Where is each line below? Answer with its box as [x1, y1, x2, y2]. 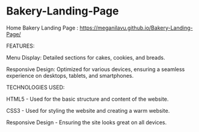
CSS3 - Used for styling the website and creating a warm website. [6, 107, 170, 114]
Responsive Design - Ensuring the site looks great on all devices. [6, 119, 167, 126]
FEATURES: [6, 42, 35, 49]
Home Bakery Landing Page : [6, 24, 79, 31]
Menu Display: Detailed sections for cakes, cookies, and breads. [6, 54, 165, 61]
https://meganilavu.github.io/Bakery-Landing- [79, 24, 194, 31]
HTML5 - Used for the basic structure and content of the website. [6, 95, 169, 102]
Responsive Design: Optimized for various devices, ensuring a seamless [6, 65, 185, 73]
